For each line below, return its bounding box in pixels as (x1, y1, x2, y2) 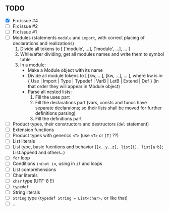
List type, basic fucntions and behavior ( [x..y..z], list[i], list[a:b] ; (12, 144, 163, 150)
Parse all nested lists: (27, 89, 72, 95)
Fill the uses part (35, 94, 70, 100)
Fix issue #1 (12, 29, 37, 35)
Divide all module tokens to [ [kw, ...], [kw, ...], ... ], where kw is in (27, 73, 163, 79)
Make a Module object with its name (27, 67, 103, 73)
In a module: (20, 62, 46, 68)
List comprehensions (12, 166, 57, 173)
